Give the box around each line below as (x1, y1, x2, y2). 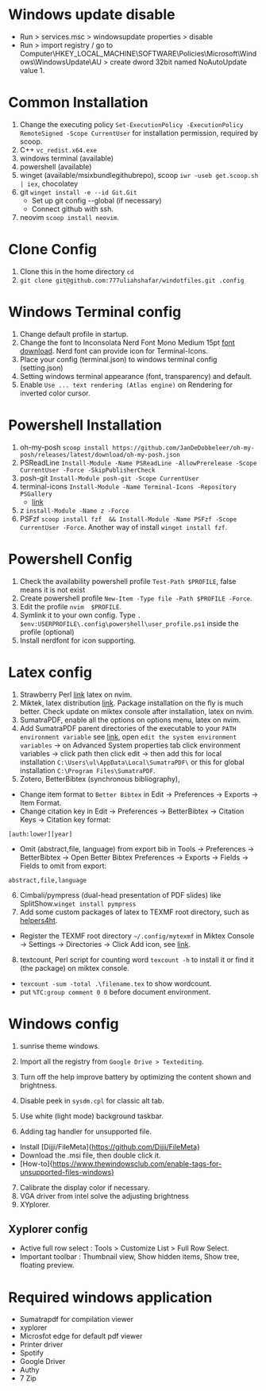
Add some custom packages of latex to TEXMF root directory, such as (19, 907, 250, 917)
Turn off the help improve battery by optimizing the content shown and (19, 1072, 252, 1081)
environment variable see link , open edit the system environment (19, 732, 237, 741)
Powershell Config (8, 550, 133, 568)
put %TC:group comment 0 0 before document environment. (19, 987, 211, 996)
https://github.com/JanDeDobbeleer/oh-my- (112, 443, 255, 452)
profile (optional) (19, 627, 75, 636)
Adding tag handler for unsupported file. (19, 1126, 152, 1136)
